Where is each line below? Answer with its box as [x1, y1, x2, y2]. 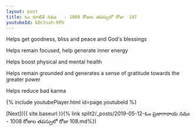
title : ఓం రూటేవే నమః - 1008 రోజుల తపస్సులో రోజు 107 [6, 14, 137, 20]
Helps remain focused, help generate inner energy [6, 47, 128, 54]
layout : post [6, 8, 38, 15]
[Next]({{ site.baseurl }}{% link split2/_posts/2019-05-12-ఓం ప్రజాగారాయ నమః [6, 110, 190, 117]
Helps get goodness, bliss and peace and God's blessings [6, 36, 147, 43]
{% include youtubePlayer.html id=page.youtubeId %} [6, 99, 137, 106]
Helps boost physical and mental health [6, 58, 102, 65]
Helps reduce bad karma [6, 88, 67, 95]
